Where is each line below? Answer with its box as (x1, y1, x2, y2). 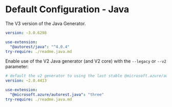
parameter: (5, 64, 29, 70)
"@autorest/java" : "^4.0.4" (10, 44, 70, 49)
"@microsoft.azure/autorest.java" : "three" (10, 92, 104, 97)
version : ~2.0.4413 (5, 78, 47, 84)
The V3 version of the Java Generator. (5, 20, 86, 26)
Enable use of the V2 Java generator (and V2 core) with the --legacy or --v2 (5, 58, 167, 64)
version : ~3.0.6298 (5, 30, 47, 35)
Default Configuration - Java (5, 4, 130, 15)
